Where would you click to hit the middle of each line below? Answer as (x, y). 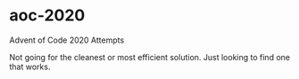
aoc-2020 (47, 16)
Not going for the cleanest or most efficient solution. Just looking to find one (149, 57)
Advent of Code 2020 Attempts (67, 40)
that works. (30, 67)
